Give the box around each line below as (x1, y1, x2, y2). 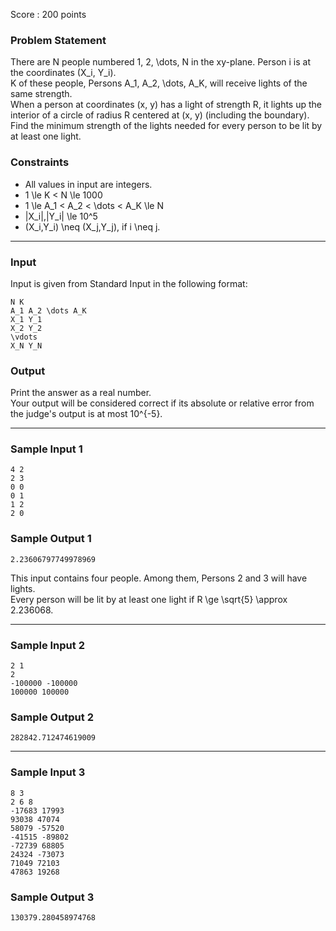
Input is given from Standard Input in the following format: (10, 277, 248, 289)
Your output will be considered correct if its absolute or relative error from (10, 397, 315, 409)
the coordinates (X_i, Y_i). (10, 67, 117, 79)
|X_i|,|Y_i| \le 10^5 (24, 210, 98, 222)
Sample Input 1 (10, 442, 83, 456)
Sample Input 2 (10, 638, 85, 652)
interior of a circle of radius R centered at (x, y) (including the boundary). (10, 109, 310, 121)
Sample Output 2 (10, 710, 94, 724)
